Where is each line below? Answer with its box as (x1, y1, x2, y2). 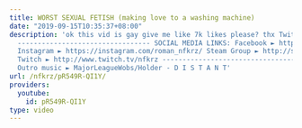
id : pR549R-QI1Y (25, 96, 87, 106)
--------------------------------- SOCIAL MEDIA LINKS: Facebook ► (17, 38, 276, 48)
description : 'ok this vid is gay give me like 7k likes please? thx (9, 30, 276, 39)
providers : (9, 80, 50, 89)
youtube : (17, 88, 50, 97)
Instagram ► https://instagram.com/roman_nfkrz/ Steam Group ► (17, 47, 259, 56)
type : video (9, 105, 54, 114)
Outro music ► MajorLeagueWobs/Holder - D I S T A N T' (17, 64, 231, 73)
